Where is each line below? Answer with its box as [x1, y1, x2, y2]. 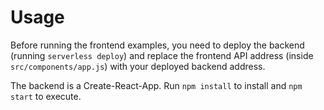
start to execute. [10, 90, 82, 102]
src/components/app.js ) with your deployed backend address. [10, 60, 266, 72]
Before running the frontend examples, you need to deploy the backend [10, 39, 305, 51]
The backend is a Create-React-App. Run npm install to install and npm [10, 79, 303, 91]
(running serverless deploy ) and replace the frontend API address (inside [10, 49, 314, 61]
